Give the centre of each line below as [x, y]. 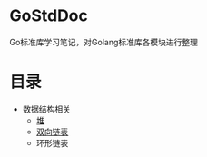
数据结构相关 [46, 109]
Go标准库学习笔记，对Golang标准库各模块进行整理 [103, 42]
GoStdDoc [49, 16]
